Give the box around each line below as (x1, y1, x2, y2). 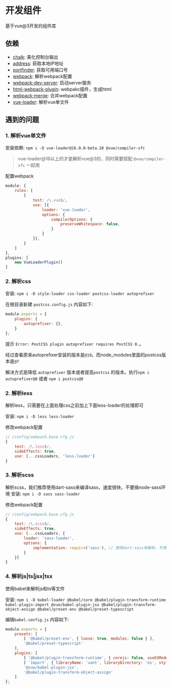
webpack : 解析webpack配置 (12, 73, 73, 79)
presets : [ (14, 631, 38, 637)
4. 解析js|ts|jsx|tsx (5, 573, 53, 580)
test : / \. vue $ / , (32, 198, 68, 203)
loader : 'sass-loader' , (24, 536, 74, 541)
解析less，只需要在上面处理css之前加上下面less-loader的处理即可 (5, 402, 144, 409)
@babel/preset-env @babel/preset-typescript (37, 607, 134, 612)
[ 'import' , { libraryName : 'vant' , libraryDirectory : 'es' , (24, 660, 157, 665)
